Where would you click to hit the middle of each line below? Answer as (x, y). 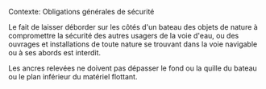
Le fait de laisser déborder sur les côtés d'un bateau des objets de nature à (133, 27)
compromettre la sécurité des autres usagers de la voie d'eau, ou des (124, 36)
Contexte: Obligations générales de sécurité (81, 12)
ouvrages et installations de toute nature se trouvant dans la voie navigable (133, 44)
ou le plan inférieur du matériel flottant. (73, 77)
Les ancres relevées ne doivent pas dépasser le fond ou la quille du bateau (133, 68)
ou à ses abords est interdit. (55, 53)
